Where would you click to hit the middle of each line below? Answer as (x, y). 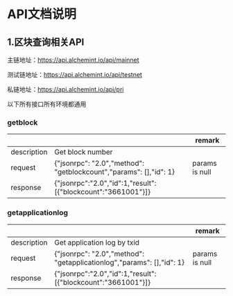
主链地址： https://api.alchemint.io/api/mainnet (74, 60)
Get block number (84, 152)
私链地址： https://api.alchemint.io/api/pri (66, 89)
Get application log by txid (97, 242)
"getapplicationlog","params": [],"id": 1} (120, 262)
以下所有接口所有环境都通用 (47, 104)
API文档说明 (42, 14)
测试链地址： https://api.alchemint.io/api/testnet (75, 75)
